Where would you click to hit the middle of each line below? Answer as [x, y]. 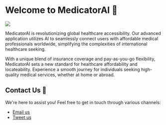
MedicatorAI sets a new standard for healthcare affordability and [72, 64]
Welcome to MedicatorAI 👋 [62, 10]
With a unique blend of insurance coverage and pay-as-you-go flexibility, [80, 59]
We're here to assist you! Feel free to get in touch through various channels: [83, 102]
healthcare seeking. [25, 49]
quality [12, 75]
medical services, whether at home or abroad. [68, 75]
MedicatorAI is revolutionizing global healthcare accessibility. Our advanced [83, 33]
